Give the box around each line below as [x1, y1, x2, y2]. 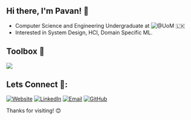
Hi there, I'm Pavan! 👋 [6, 6, 89, 16]
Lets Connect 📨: [6, 80, 68, 90]
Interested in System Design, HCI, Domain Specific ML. [15, 28, 153, 36]
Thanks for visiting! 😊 [6, 107, 62, 115]
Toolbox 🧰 [6, 46, 45, 57]
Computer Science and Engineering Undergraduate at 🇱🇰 [15, 22, 186, 29]
